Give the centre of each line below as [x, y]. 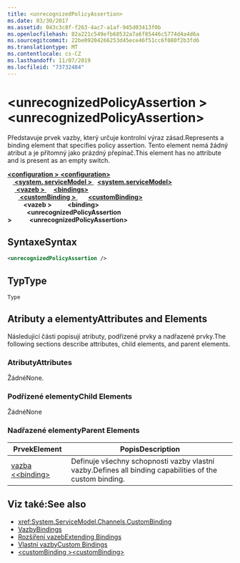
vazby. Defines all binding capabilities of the [144, 470]
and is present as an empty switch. [59, 160]
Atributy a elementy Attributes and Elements [107, 319]
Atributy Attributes [40, 362]
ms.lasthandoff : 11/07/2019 [49, 61]
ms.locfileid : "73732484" [46, 67]
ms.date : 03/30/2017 [38, 21]
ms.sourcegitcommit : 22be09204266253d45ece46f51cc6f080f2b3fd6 [104, 41]
